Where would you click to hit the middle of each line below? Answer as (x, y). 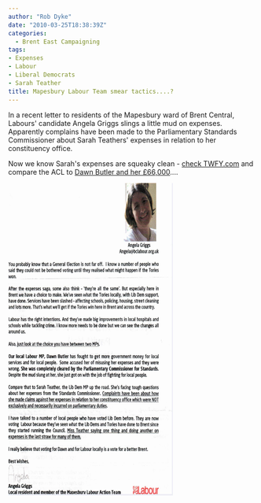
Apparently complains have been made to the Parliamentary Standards (123, 131)
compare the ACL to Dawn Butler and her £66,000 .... (93, 172)
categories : (28, 33)
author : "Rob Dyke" (40, 17)
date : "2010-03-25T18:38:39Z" (58, 25)
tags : (17, 50)
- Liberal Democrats (42, 75)
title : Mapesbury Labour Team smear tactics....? (91, 91)
